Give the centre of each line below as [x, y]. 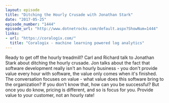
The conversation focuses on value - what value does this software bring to [84, 79]
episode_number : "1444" [31, 24]
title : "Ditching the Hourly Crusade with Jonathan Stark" [69, 15]
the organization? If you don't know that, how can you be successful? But [82, 84]
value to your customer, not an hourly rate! [50, 95]
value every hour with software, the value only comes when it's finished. [81, 74]
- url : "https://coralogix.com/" [41, 39]
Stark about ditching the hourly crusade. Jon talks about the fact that [78, 63]
